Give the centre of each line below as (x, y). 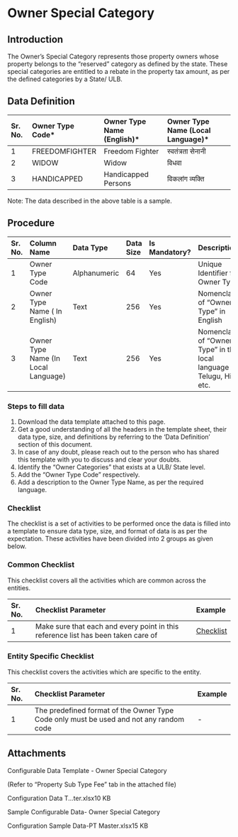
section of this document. (55, 444)
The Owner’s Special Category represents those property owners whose (113, 56)
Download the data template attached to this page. (91, 422)
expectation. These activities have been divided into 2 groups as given (110, 539)
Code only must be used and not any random (109, 719)
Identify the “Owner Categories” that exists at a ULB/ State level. (112, 467)
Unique (210, 264)
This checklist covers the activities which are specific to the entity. (104, 672)
